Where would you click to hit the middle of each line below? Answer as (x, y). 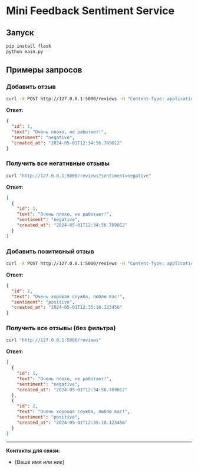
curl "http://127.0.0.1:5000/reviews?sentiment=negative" (79, 176)
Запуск (20, 33)
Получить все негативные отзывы (58, 163)
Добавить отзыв (31, 87)
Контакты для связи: (33, 450)
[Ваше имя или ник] (39, 462)
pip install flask (29, 46)
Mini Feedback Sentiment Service (90, 11)
